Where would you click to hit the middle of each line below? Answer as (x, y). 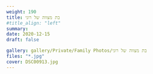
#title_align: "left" (34, 23)
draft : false (23, 40)
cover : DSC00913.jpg (32, 62)
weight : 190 (21, 12)
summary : (17, 29)
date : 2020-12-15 (28, 34)
